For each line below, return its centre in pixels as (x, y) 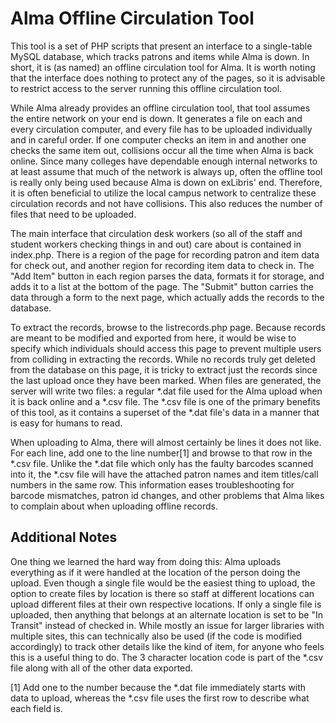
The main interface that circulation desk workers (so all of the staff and (156, 233)
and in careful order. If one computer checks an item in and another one (158, 139)
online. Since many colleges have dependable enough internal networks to (164, 161)
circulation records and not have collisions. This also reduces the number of (166, 203)
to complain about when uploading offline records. (114, 506)
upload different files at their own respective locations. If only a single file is (166, 604)
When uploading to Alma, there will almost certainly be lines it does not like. (166, 442)
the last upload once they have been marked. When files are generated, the (166, 380)
